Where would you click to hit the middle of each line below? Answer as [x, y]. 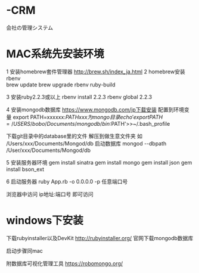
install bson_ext [25, 169]
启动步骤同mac [25, 250]
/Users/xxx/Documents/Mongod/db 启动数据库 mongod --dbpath [86, 143]
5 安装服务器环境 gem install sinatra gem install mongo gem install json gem [99, 162]
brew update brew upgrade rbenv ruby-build [61, 85]
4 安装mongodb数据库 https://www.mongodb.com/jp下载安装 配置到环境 [95, 109]
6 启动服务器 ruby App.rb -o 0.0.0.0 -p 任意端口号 [67, 181]
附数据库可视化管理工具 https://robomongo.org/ [65, 263]
